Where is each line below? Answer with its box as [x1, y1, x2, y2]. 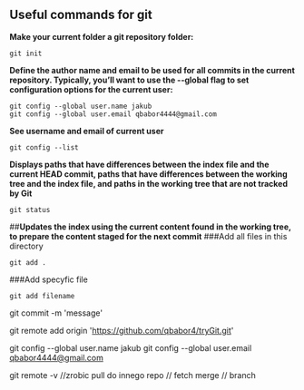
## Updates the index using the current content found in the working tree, [9, 221, 292, 232]
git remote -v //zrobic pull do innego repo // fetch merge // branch [9, 369, 256, 380]
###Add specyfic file [9, 274, 88, 285]
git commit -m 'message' [9, 307, 103, 318]
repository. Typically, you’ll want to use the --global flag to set [9, 74, 250, 85]
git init [9, 49, 43, 58]
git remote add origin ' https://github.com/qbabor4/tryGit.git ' [9, 325, 234, 336]
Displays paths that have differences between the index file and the [9, 159, 270, 170]
